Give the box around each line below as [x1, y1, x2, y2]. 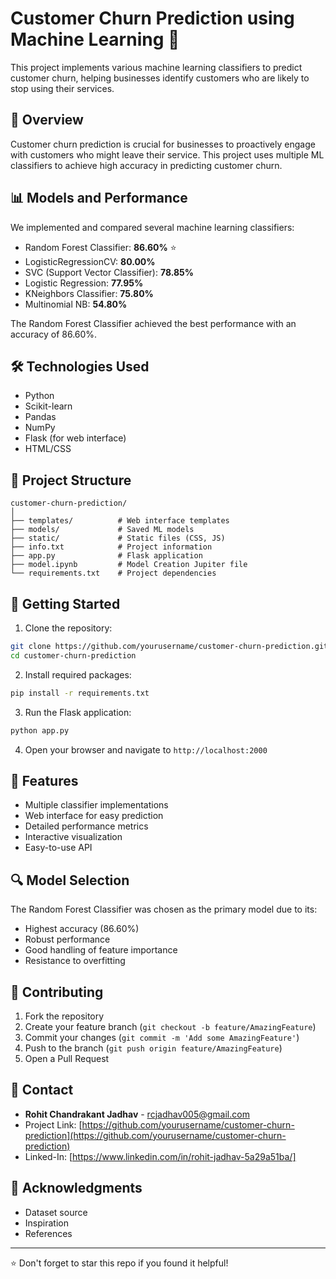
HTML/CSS [24, 443, 72, 455]
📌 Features [10, 772, 79, 789]
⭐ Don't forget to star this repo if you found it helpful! [10, 1257, 229, 1269]
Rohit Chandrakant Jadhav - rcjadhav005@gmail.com [24, 1108, 250, 1120]
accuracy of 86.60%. [10, 328, 98, 340]
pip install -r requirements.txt [10, 688, 150, 698]
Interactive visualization [24, 831, 123, 843]
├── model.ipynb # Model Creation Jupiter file [10, 560, 248, 570]
